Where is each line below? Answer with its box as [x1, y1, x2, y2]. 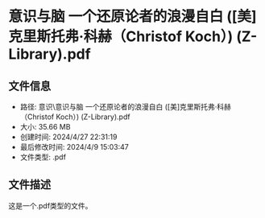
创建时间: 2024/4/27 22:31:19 [19, 132, 118, 142]
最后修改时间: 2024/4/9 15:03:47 [19, 142, 129, 151]
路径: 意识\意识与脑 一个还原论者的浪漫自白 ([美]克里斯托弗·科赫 [19, 102, 232, 111]
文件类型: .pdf [19, 152, 67, 162]
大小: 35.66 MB [19, 122, 71, 131]
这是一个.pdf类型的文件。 [8, 200, 93, 210]
